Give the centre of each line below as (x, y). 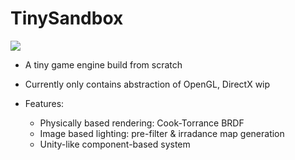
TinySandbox (67, 18)
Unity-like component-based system (115, 144)
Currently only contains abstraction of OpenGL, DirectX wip (147, 84)
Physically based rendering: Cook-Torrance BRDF (142, 123)
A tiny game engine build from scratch (103, 64)
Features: (44, 103)
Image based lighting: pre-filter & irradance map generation (162, 133)
